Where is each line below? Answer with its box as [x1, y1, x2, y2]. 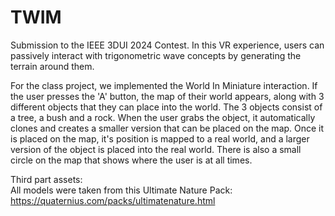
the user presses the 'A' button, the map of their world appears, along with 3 [10, 90, 325, 102]
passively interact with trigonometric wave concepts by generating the [10, 49, 302, 61]
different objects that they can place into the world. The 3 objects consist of [10, 101, 323, 113]
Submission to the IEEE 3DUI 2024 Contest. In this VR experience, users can [10, 39, 325, 51]
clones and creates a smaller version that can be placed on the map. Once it [10, 122, 325, 134]
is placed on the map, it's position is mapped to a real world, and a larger [10, 132, 310, 145]
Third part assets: [10, 173, 83, 185]
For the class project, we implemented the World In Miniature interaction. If [10, 79, 318, 91]
